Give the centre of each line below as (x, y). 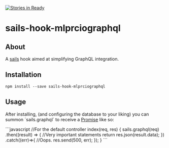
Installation (23, 75)
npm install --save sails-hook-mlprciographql (55, 86)
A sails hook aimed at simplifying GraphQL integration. (62, 59)
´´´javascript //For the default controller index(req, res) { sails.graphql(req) (82, 129)
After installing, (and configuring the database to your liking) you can (77, 114)
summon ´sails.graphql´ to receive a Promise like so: (60, 119)
